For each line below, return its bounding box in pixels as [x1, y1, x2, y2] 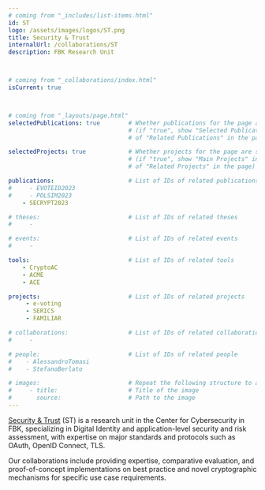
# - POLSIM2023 [8, 191, 73, 200]
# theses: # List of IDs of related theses [8, 213, 238, 221]
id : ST [8, 19, 30, 27]
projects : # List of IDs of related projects [8, 293, 245, 301]
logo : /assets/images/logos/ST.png [8, 26, 125, 34]
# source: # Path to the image [8, 394, 196, 402]
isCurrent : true [8, 84, 62, 92]
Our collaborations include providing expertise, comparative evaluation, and [8, 455, 255, 466]
